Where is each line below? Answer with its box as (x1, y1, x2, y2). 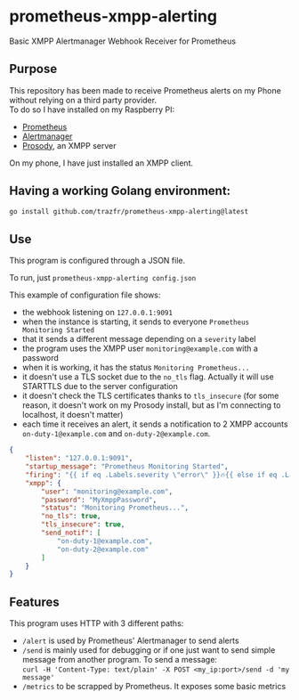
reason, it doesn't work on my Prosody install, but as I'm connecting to (21, 400, 281, 411)
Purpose (9, 61, 58, 77)
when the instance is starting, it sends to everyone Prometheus (21, 316, 250, 327)
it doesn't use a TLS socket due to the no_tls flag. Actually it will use (21, 371, 274, 382)
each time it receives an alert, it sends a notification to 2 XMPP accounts (21, 419, 288, 429)
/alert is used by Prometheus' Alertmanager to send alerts (21, 635, 239, 647)
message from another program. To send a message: (21, 655, 218, 665)
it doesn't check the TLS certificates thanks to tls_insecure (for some (21, 390, 279, 402)
